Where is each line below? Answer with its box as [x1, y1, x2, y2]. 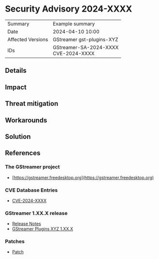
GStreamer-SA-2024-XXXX [53, 44, 119, 50]
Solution [5, 132, 31, 141]
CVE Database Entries [5, 187, 58, 194]
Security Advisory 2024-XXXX [5, 3, 132, 15]
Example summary [53, 20, 95, 27]
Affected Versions [7, 36, 48, 43]
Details [5, 66, 27, 75]
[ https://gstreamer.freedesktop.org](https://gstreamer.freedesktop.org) [12, 175, 154, 180]
